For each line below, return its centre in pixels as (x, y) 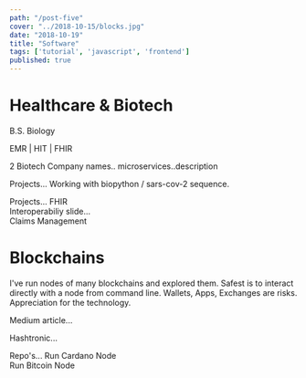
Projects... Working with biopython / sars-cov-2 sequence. (120, 184)
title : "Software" (44, 43)
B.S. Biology (32, 131)
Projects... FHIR (39, 201)
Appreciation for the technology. (70, 302)
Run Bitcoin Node (42, 365)
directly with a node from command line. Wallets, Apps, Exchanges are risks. (153, 292)
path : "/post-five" (47, 18)
